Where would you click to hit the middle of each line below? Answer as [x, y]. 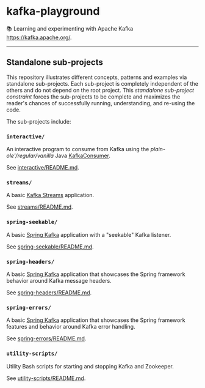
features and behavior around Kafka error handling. [71, 327]
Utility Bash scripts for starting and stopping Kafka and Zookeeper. [90, 366]
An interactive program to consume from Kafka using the [78, 149]
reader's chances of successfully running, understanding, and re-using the [101, 103]
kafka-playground [53, 11]
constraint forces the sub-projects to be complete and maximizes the [93, 97]
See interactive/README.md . [43, 168]
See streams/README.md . [40, 207]
